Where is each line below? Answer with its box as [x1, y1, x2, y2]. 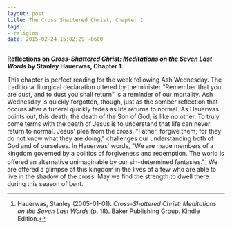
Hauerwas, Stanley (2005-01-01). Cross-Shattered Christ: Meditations [17, 199, 217, 208]
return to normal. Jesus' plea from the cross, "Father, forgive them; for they [7, 127, 222, 136]
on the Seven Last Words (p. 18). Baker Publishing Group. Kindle [17, 207, 200, 215]
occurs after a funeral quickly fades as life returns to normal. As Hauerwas [7, 105, 220, 113]
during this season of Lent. [7, 179, 84, 187]
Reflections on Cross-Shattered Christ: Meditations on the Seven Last [7, 55, 213, 63]
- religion [7, 29, 39, 37]
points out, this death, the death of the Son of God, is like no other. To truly [7, 112, 220, 121]
